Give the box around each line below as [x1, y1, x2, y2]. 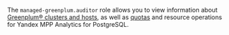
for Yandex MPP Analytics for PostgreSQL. [7, 21, 129, 28]
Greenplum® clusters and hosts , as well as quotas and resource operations [7, 13, 223, 21]
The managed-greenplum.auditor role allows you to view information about [7, 6, 218, 14]
